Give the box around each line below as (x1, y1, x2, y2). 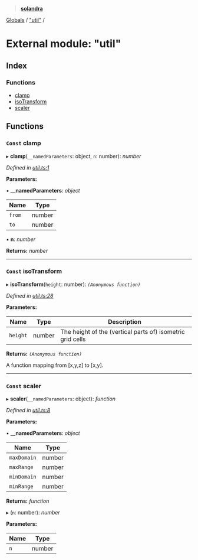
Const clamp (6, 139, 41, 147)
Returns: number (6, 247, 48, 254)
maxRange (9, 464, 34, 471)
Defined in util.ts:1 (6, 164, 49, 171)
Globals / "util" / (6, 17, 45, 23)
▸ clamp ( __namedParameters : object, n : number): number (6, 152, 141, 159)
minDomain (9, 474, 37, 480)
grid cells (60, 335, 86, 343)
